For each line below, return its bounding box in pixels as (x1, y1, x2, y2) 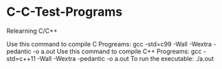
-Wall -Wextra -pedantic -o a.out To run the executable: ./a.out (36, 54, 214, 62)
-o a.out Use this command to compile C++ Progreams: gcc (32, 47, 202, 55)
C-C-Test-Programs (6, 4, 123, 20)
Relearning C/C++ (6, 27, 58, 35)
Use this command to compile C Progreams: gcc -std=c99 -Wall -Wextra (6, 40, 212, 48)
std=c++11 (6, 54, 36, 62)
